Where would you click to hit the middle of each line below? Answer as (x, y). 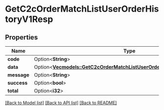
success (18, 83)
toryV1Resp (29, 19)
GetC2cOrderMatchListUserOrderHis (82, 9)
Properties (21, 37)
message (18, 75)
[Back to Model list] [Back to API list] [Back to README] (61, 103)
